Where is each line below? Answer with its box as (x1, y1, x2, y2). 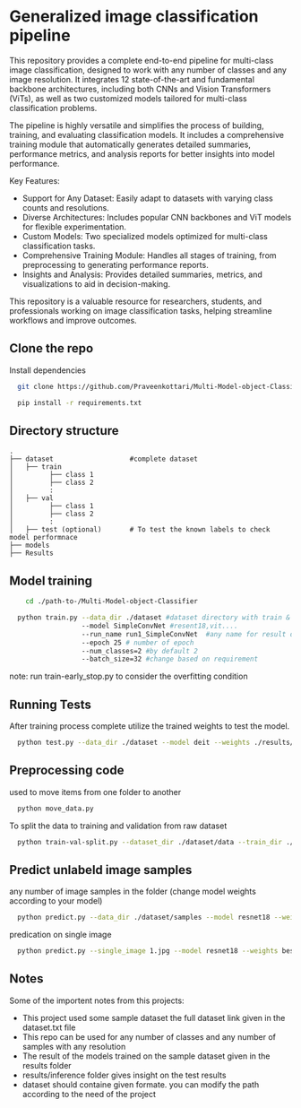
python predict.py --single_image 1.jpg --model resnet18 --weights (17, 947, 279, 956)
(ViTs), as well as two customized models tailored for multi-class (9, 92, 248, 104)
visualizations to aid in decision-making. (21, 278, 171, 289)
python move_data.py (17, 804, 94, 813)
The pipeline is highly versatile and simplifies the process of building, (9, 119, 264, 131)
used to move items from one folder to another (9, 786, 182, 797)
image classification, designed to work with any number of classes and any (9, 65, 287, 75)
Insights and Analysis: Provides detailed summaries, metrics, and (21, 269, 262, 280)
